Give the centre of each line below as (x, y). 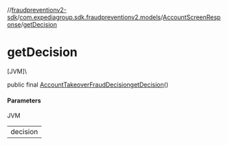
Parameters (24, 100)
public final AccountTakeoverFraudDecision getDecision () (88, 85)
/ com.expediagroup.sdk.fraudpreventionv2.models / (90, 17)
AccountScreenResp (192, 17)
